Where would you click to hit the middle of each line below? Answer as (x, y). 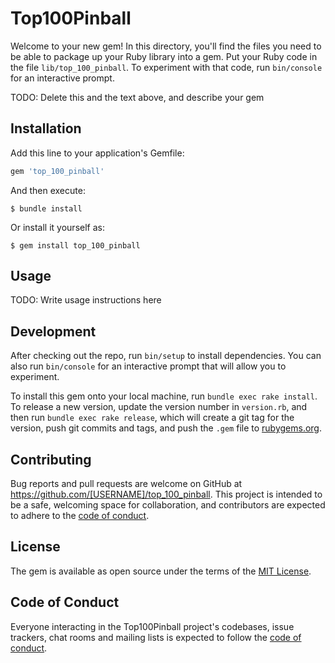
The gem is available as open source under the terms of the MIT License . (161, 571)
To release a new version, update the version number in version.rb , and (159, 407)
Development (53, 331)
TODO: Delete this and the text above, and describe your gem (137, 97)
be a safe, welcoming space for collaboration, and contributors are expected (168, 505)
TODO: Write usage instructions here (86, 300)
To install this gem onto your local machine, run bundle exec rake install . (164, 396)
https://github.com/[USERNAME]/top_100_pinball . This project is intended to (166, 494)
